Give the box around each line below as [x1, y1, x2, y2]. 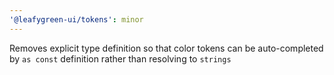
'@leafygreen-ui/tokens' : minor [9, 14, 144, 25]
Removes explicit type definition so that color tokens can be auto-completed [9, 42, 324, 54]
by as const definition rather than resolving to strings [9, 52, 232, 65]
